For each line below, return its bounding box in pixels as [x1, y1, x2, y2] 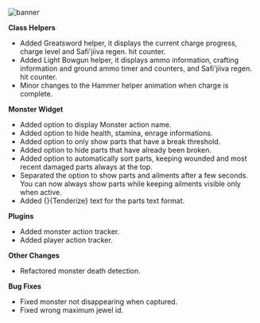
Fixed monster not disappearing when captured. [19, 297, 178, 306]
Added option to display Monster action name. [19, 120, 172, 129]
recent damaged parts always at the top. [19, 162, 153, 171]
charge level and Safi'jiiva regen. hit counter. [19, 47, 166, 56]
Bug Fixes [8, 282, 42, 290]
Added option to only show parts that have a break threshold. [19, 137, 221, 146]
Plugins [8, 212, 34, 220]
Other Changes [8, 251, 60, 260]
